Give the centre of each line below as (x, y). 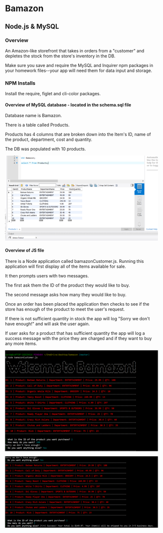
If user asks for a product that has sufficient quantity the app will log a (75, 333)
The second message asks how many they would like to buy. (66, 294)
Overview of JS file (25, 250)
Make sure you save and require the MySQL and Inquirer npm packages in (79, 65)
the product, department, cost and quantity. (49, 139)
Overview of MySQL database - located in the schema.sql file (68, 104)
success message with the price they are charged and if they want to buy (78, 338)
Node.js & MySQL (32, 26)
